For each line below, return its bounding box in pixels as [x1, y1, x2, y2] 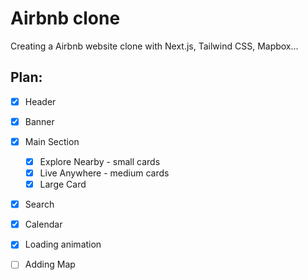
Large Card [39, 178, 87, 191]
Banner [24, 115, 55, 127]
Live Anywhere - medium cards [39, 167, 170, 179]
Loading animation [24, 238, 102, 251]
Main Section [24, 135, 80, 147]
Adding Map [24, 258, 76, 271]
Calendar [24, 218, 63, 231]
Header [24, 95, 57, 107]
